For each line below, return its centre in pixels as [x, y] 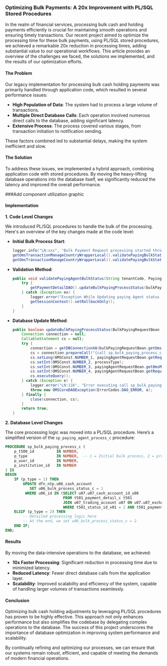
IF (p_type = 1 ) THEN [36, 479]
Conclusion [17, 600]
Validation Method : [33, 269]
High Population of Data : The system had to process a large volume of [85, 104]
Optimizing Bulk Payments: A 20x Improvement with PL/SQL [79, 7]
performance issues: [26, 95]
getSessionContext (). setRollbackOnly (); [73, 302]
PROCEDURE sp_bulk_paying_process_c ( [45, 447]
